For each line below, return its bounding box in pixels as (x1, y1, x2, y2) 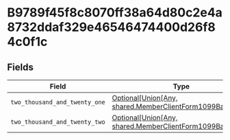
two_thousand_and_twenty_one (10, 98, 105, 106)
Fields (7, 61, 34, 73)
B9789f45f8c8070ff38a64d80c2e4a (7, 5, 222, 21)
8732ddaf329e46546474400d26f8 (7, 19, 216, 35)
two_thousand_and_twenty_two (10, 118, 105, 126)
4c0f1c (7, 34, 48, 49)
